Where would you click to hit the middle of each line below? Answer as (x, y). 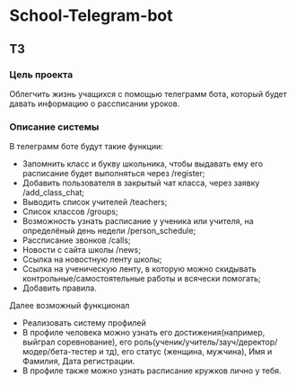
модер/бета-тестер (59, 352)
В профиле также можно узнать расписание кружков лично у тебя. (152, 371)
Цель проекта (41, 75)
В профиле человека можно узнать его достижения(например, (144, 333)
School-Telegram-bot (91, 16)
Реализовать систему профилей (84, 323)
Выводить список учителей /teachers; (95, 202)
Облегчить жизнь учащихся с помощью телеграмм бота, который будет (148, 94)
